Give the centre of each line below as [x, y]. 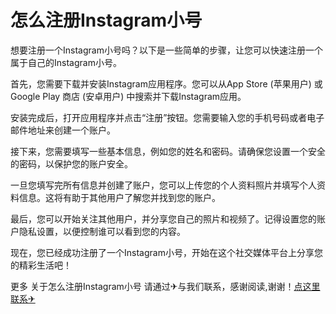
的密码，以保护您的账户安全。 [71, 163]
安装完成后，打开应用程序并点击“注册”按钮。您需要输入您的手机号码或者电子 [167, 117]
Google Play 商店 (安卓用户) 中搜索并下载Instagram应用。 [128, 96]
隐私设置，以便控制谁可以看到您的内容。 [102, 231]
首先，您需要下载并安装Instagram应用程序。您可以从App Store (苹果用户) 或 [166, 83]
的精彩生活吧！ [41, 265]
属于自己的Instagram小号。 [66, 62]
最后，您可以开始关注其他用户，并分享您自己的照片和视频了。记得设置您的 [163, 218]
